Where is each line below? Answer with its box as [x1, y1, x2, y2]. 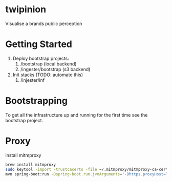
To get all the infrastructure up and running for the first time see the [5, 111, 148, 118]
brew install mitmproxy [5, 162, 56, 167]
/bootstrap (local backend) [20, 60, 77, 67]
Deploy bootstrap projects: [12, 55, 69, 61]
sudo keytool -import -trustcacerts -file [5, 167, 97, 172]
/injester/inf [20, 77, 45, 83]
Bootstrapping [5, 95, 68, 107]
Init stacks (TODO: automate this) [12, 72, 83, 78]
